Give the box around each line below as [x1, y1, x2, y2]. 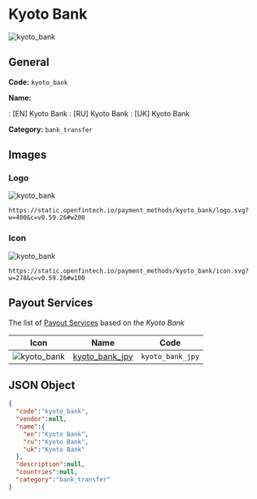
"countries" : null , [15, 468, 79, 476]
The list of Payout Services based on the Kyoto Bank [8, 317, 185, 327]
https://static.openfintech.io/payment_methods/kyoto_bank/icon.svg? [8, 266, 250, 275]
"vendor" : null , [15, 415, 68, 423]
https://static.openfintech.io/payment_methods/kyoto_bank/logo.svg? [8, 207, 250, 215]
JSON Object [8, 378, 76, 392]
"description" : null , [15, 461, 85, 469]
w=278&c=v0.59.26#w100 [8, 274, 85, 282]
